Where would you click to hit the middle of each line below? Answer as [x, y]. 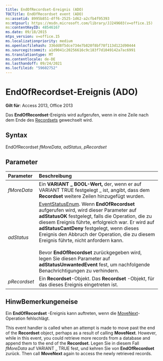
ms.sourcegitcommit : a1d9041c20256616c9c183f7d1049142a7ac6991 [71, 50]
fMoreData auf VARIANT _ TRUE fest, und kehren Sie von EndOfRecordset [80, 348]
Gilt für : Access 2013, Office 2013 [39, 105]
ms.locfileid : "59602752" [31, 68]
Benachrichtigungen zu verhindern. [79, 270]
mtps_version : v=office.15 [33, 37]
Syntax [16, 135]
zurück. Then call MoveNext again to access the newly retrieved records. [79, 354]
